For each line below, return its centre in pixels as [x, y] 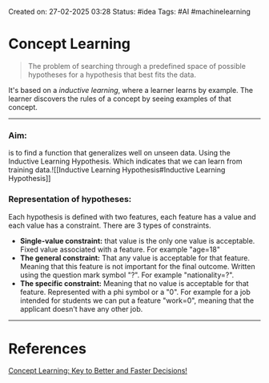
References [47, 349]
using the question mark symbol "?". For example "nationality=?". [127, 275]
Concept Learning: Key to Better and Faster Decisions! [98, 371]
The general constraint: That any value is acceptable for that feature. [135, 258]
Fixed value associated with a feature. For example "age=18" [120, 249]
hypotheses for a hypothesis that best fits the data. [112, 75]
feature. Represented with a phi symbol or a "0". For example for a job [135, 292]
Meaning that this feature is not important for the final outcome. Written [137, 266]
